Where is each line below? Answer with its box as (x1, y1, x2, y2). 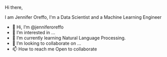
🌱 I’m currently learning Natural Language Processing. (12, 35, 126, 41)
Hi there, (5, 5, 23, 10)
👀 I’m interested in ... (12, 30, 55, 35)
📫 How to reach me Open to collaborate (12, 46, 97, 52)
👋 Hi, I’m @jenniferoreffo (12, 24, 64, 30)
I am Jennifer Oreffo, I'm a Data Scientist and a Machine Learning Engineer (5, 14, 162, 20)
